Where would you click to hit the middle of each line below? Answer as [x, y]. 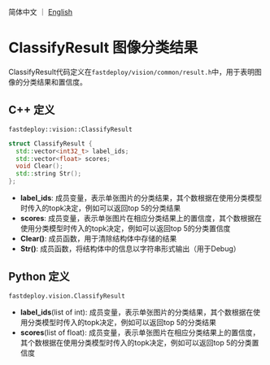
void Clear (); [39, 166]
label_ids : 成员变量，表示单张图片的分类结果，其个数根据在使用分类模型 [141, 198]
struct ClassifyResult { [50, 143]
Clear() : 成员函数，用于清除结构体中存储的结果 [98, 239]
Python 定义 [39, 277]
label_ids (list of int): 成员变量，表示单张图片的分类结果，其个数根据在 [137, 312]
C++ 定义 [32, 110]
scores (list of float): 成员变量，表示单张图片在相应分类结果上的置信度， [140, 332]
